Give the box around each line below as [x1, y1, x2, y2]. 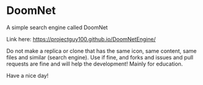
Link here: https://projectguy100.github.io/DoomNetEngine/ [6, 35, 156, 42]
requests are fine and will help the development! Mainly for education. [6, 60, 183, 67]
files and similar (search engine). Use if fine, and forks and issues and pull [6, 53, 194, 61]
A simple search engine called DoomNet [6, 24, 109, 31]
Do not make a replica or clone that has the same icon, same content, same [6, 47, 197, 55]
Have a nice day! [6, 72, 49, 79]
